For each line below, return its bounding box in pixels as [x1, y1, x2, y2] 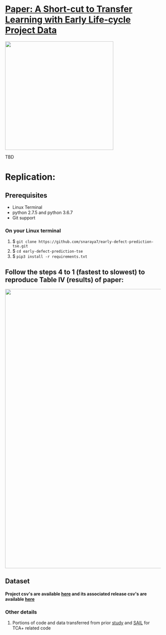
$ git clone [12, 238, 37, 244]
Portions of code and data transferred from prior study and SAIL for [12, 620, 150, 626]
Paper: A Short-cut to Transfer [5, 3, 132, 15]
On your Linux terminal [5, 227, 61, 234]
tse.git [12, 244, 28, 249]
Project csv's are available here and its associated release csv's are [5, 591, 147, 597]
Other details [5, 608, 37, 615]
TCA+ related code [12, 625, 51, 631]
